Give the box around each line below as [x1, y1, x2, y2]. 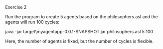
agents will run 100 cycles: [5, 19, 60, 25]
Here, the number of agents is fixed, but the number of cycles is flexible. [5, 38, 154, 44]
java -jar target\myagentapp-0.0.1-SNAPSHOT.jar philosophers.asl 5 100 [5, 29, 154, 34]
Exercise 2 [5, 4, 27, 10]
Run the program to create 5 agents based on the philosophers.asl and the [5, 14, 158, 19]
